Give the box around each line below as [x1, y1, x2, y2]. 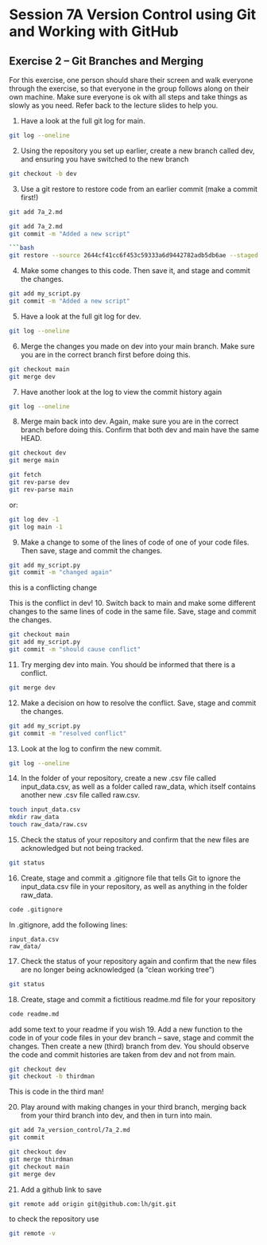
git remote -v [9, 1230, 56, 1238]
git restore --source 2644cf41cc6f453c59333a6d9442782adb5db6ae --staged [9, 252, 259, 260]
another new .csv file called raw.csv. [20, 790, 141, 800]
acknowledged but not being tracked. [20, 844, 144, 853]
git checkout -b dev [9, 170, 78, 178]
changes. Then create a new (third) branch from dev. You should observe [9, 1041, 250, 1051]
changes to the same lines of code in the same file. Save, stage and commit [9, 607, 257, 616]
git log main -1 [9, 523, 63, 531]
